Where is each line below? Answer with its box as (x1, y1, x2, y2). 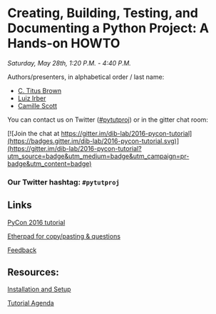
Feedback (7, 246, 37, 254)
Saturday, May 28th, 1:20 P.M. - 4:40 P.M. (7, 58, 132, 67)
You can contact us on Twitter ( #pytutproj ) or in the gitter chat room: (7, 115, 209, 124)
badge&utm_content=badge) (7, 159, 92, 168)
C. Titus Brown (17, 86, 62, 95)
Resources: (7, 266, 59, 278)
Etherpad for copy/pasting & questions (7, 231, 121, 240)
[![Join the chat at (7, 129, 60, 137)
